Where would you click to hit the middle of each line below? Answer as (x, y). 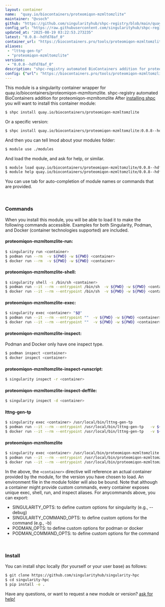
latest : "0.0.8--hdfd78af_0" (35, 37)
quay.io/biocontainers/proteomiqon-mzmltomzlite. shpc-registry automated (82, 93)
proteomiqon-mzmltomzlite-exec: (41, 302)
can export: (17, 497)
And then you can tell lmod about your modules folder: (60, 140)
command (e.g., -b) (32, 523)
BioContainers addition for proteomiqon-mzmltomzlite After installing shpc (80, 98)
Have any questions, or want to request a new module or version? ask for (79, 594)
